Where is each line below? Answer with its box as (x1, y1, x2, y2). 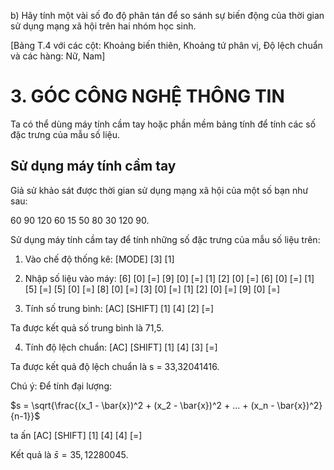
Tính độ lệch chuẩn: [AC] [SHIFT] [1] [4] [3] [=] (24, 341, 218, 353)
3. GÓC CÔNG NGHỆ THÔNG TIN (10, 85, 285, 108)
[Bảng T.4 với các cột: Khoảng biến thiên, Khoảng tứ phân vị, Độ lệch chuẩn (10, 40, 323, 51)
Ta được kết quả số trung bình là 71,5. (10, 321, 165, 334)
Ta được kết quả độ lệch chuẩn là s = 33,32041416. (10, 360, 220, 372)
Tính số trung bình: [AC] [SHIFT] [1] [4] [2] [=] (24, 302, 215, 314)
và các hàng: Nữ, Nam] (10, 50, 106, 62)
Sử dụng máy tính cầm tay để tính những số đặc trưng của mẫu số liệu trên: (10, 233, 321, 245)
